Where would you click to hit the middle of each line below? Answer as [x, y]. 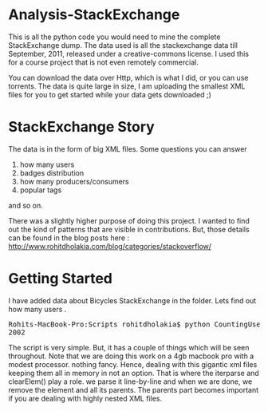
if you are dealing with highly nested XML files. [85, 398]
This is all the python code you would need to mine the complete [114, 37]
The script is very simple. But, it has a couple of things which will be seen [129, 347]
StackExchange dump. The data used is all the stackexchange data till [123, 45]
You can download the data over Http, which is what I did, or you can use [128, 77]
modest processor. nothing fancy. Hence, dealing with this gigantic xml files [133, 364]
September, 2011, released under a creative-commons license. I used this [129, 53]
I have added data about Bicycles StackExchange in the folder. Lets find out [132, 300]
